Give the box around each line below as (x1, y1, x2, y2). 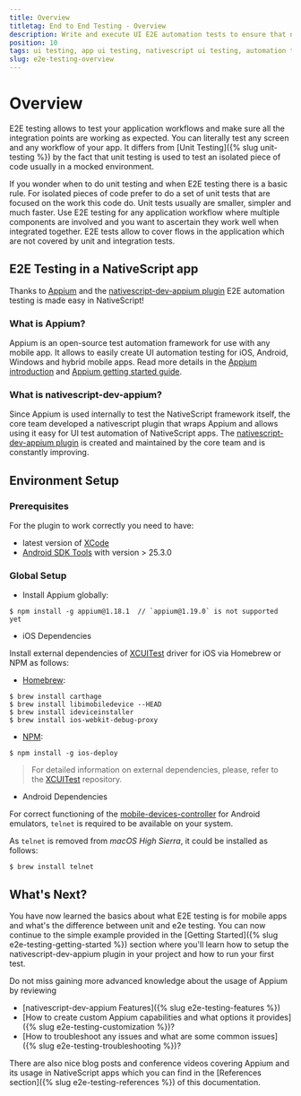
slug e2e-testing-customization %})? (39, 1022, 176, 1032)
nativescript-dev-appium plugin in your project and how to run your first (9, 949, 275, 960)
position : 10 (9, 38, 58, 47)
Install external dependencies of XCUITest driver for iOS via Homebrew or (9, 648, 282, 659)
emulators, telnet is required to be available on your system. (9, 818, 234, 829)
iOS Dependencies (21, 631, 92, 642)
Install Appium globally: (21, 590, 109, 600)
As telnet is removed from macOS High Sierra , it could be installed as (9, 835, 269, 847)
